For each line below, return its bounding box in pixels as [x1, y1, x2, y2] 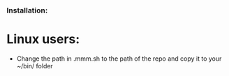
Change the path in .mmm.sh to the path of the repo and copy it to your [16, 54, 222, 63]
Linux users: [6, 31, 80, 47]
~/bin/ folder [16, 61, 53, 70]
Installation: [6, 6, 48, 15]
